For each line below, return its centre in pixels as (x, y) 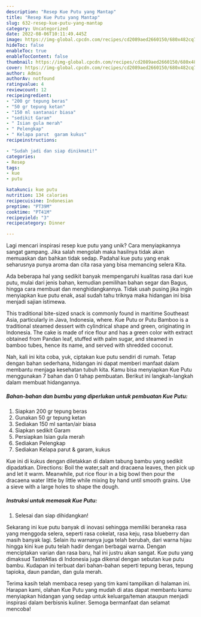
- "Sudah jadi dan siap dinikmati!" (52, 151)
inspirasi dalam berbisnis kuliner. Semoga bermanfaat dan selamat (88, 603)
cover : (14, 68)
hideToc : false (25, 46)
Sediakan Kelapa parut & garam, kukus (63, 450)
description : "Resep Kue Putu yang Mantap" (61, 12)
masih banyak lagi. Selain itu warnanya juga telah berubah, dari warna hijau (99, 540)
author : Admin (24, 73)
